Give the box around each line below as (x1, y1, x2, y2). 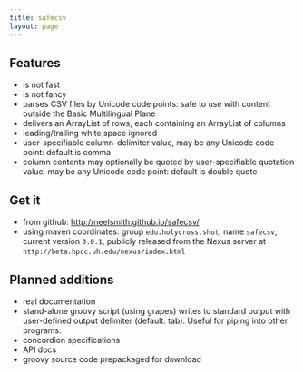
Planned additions (9, 271, 114, 287)
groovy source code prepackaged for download (22, 353, 202, 364)
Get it (9, 192, 41, 208)
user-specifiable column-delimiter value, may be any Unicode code (22, 137, 275, 148)
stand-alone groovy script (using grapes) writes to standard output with (22, 305, 291, 316)
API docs (22, 344, 57, 355)
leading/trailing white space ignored (22, 128, 158, 139)
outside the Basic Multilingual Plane (22, 108, 156, 119)
